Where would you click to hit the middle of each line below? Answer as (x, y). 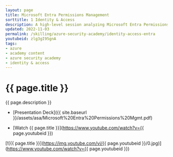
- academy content (25, 53)
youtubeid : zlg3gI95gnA (31, 39)
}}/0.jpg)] (152, 143)
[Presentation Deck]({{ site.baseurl (50, 112)
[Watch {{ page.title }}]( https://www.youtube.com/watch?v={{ (78, 128)
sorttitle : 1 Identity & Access (40, 20)
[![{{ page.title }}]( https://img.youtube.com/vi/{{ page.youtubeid (73, 143)
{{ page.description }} (29, 102)
